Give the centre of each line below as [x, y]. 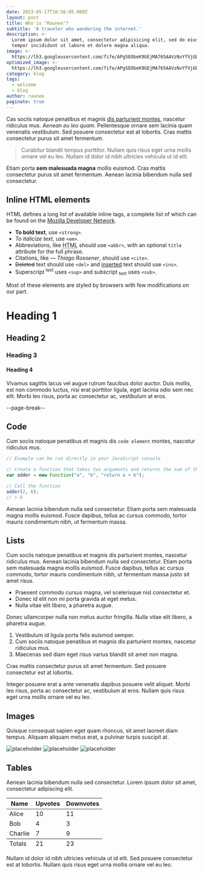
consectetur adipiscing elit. [40, 789]
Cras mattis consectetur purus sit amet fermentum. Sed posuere [86, 666]
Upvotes [48, 804]
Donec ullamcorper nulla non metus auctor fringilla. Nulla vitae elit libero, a [99, 617]
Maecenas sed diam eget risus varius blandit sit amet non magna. [97, 654]
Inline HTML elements [48, 200]
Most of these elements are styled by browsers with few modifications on [98, 285]
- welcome [24, 85]
